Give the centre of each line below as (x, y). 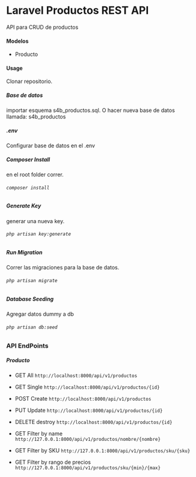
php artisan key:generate (38, 234)
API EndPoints (27, 346)
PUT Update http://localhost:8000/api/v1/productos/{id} (89, 410)
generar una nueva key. (35, 221)
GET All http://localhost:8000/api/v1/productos (76, 375)
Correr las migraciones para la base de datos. (63, 268)
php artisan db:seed (32, 327)
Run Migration (25, 253)
